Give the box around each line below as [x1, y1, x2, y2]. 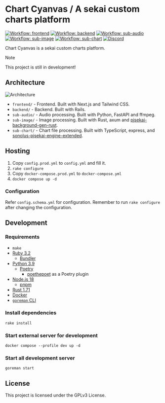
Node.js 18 [12, 276, 34, 282]
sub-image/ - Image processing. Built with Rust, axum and [12, 117, 129, 123]
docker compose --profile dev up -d [5, 343, 81, 348]
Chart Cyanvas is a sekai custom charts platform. [5, 45, 105, 51]
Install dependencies [5, 309, 57, 316]
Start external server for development [5, 332, 98, 339]
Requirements [5, 233, 40, 240]
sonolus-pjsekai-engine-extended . [12, 132, 83, 139]
